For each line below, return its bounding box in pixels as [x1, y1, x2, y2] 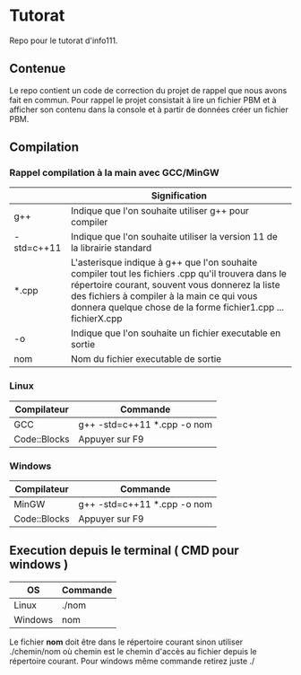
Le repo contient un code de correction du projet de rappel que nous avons [9, 84, 288, 95]
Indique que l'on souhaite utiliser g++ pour [70, 205, 249, 217]
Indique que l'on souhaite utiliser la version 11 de [70, 231, 278, 243]
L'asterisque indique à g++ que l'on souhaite [70, 257, 258, 269]
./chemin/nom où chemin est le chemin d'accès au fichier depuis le [9, 645, 257, 656]
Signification [150, 189, 208, 202]
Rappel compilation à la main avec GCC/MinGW [9, 167, 219, 180]
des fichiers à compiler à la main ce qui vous [70, 290, 258, 302]
